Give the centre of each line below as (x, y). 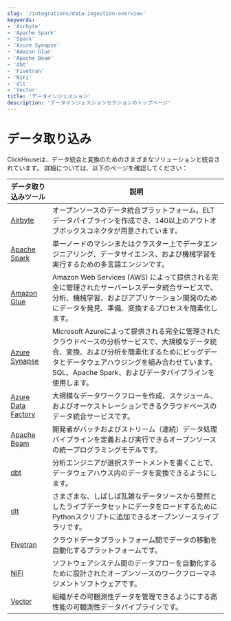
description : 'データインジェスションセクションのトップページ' (89, 103)
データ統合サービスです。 (93, 416)
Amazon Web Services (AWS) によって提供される (132, 277)
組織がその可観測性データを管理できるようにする (131, 596)
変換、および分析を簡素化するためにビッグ (135, 352)
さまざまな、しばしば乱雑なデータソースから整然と (135, 496)
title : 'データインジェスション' (49, 97)
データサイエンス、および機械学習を (158, 253)
